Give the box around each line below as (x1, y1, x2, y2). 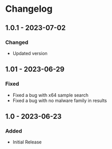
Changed (5, 39, 29, 46)
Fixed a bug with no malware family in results (12, 97, 107, 104)
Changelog (5, 3, 53, 15)
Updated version (12, 50, 48, 56)
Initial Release (12, 139, 42, 145)
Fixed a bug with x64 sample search (12, 92, 89, 98)
